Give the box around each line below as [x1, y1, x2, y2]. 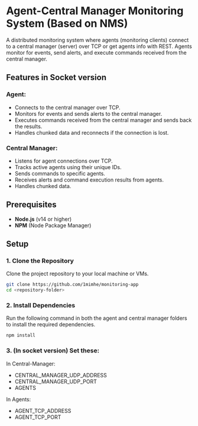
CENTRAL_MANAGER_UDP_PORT [14, 378, 98, 385]
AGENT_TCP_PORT [14, 414, 61, 421]
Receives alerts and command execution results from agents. [14, 176, 164, 183]
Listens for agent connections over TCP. [14, 157, 113, 164]
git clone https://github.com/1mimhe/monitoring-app [6, 282, 139, 288]
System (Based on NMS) [6, 17, 128, 30]
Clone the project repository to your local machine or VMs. [6, 270, 149, 277]
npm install [6, 332, 35, 339]
